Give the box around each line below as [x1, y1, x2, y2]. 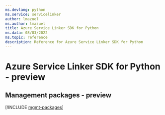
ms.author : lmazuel [5, 21, 46, 26]
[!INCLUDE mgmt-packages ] [5, 104, 64, 110]
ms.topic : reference [5, 35, 48, 40]
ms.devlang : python [5, 7, 46, 12]
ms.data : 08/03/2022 [5, 30, 48, 35]
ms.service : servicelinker [5, 12, 61, 17]
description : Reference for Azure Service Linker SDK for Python [5, 40, 143, 45]
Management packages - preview [5, 91, 112, 100]
